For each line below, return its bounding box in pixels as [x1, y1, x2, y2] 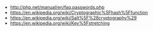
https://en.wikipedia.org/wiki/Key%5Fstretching [10, 20, 110, 26]
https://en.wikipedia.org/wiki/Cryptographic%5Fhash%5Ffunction [10, 9, 148, 15]
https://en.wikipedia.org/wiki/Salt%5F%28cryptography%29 [10, 15, 137, 20]
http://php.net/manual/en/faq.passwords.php [10, 4, 105, 10]
